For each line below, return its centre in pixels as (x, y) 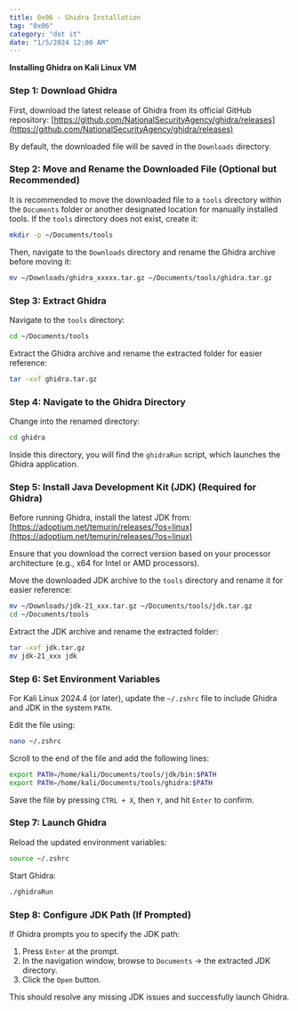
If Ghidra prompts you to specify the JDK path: (95, 934)
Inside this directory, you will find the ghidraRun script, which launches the (145, 454)
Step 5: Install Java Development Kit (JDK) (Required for (133, 487)
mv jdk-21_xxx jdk (43, 656)
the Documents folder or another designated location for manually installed (144, 209)
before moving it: (40, 261)
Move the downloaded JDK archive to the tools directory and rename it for (146, 580)
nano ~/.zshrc (36, 741)
